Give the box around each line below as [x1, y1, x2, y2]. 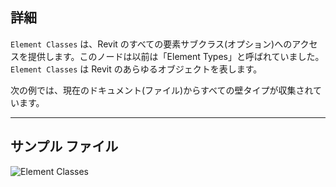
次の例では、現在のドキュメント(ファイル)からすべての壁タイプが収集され [10, 84, 313, 96]
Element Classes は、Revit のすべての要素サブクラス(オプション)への [10, 38, 293, 50]
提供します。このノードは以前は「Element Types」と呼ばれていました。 [27, 50, 325, 62]
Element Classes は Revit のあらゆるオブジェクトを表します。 [10, 63, 263, 75]
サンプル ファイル [10, 138, 119, 155]
